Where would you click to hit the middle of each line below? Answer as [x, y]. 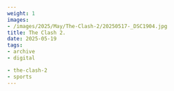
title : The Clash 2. [37, 32]
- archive [21, 52]
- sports [20, 77]
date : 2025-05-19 [32, 39]
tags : [15, 45]
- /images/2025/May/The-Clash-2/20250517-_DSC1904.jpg [87, 26]
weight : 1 [21, 13]
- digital [21, 58]
